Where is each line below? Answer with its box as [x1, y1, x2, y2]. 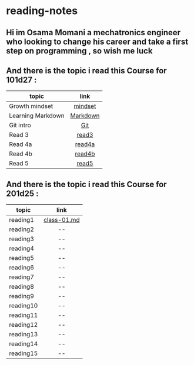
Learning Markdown [9, 111, 65, 120]
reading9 [9, 292, 34, 300]
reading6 [9, 263, 34, 272]
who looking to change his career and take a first [6, 36, 189, 46]
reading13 [9, 330, 38, 339]
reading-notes [6, 4, 78, 18]
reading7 [9, 273, 34, 281]
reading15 [9, 349, 38, 357]
